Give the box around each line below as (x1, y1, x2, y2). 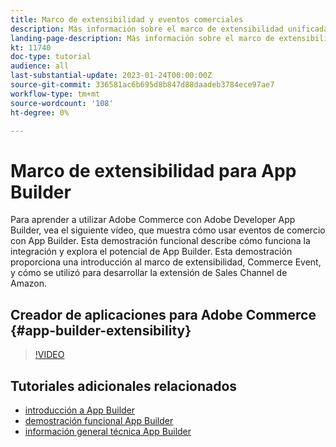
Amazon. (10, 277, 48, 290)
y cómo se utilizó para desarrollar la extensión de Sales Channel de (10, 267, 288, 279)
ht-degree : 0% (10, 107, 70, 118)
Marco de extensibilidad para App (10, 159, 297, 182)
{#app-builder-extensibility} (10, 322, 192, 339)
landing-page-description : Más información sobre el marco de (10, 33, 275, 43)
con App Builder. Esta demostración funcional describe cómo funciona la (10, 235, 311, 247)
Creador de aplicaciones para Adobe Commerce (10, 306, 317, 323)
